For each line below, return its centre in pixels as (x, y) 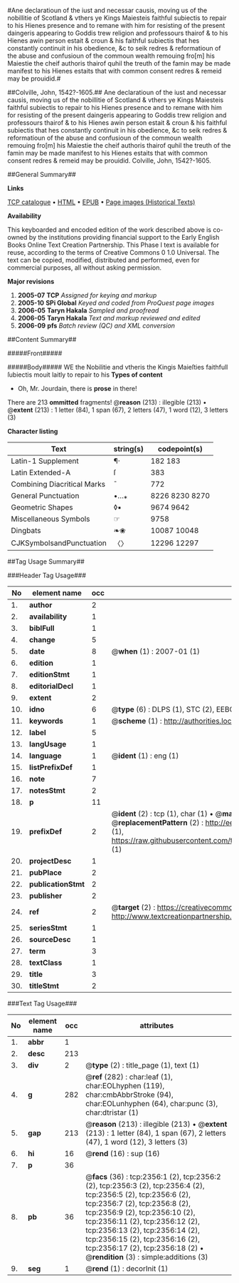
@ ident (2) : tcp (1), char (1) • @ (167, 814)
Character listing (33, 431)
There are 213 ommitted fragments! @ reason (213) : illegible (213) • (107, 402)
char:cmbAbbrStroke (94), (129, 1095)
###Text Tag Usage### (42, 1003)
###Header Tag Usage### (47, 575)
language (46, 756)
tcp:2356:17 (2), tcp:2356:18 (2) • (144, 1248)
